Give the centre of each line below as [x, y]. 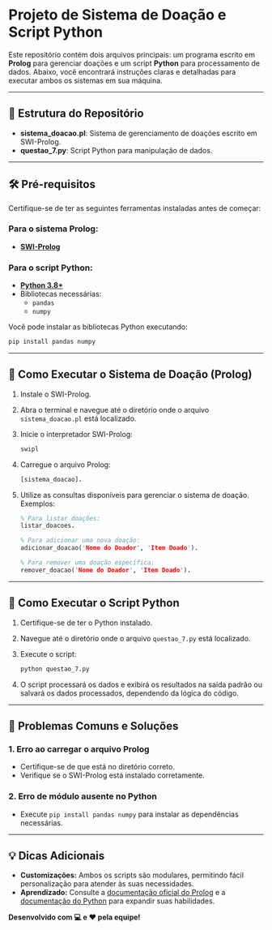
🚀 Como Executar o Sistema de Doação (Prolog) [130, 375]
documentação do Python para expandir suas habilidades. [117, 901]
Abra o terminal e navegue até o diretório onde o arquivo [115, 409]
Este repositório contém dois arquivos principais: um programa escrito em [132, 54]
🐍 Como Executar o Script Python [94, 603]
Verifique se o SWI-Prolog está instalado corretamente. [112, 775]
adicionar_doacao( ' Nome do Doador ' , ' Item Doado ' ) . [109, 548]
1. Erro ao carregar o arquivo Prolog [79, 749]
